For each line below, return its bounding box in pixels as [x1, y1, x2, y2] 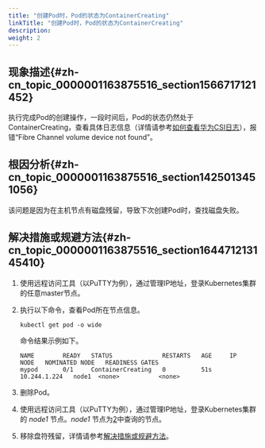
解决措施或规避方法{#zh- [8, 231, 132, 245]
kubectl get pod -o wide [19, 321, 102, 329]
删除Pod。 [19, 387, 54, 397]
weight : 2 [8, 33, 41, 42]
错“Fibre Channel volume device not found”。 [8, 133, 157, 142]
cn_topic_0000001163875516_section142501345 [8, 171, 256, 184]
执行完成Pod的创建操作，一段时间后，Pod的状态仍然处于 [8, 113, 194, 122]
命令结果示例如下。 [19, 335, 83, 346]
